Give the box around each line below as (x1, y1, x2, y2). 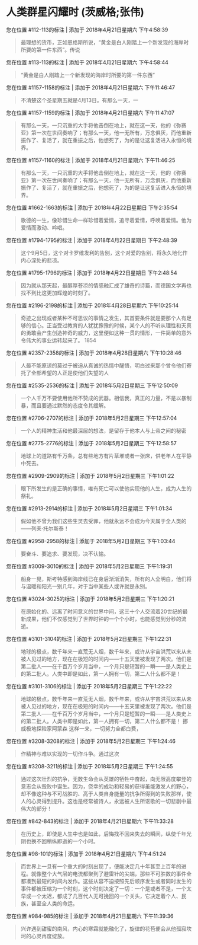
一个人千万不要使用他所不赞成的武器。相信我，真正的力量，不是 (20, 394, 176, 401)
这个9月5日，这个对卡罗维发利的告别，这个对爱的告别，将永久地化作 (20, 249, 188, 256)
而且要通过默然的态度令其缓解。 (31, 401, 109, 409)
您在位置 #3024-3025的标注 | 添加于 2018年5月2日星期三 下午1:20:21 (6, 595, 174, 602)
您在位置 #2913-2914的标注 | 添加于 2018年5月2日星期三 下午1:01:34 (6, 505, 173, 512)
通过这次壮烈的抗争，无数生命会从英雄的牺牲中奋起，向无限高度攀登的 (20, 775, 192, 783)
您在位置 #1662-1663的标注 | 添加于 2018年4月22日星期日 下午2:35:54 (6, 204, 178, 211)
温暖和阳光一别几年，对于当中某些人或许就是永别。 (25, 582, 151, 590)
